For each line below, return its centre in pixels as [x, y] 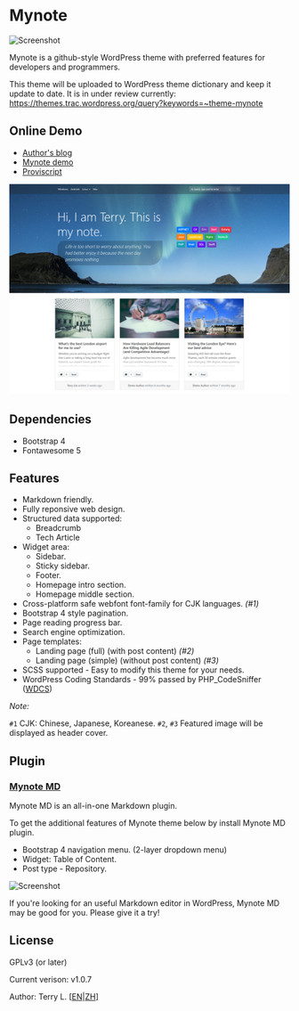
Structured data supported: [72, 518]
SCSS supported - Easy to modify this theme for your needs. [133, 670]
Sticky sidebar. [63, 566]
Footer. [48, 575]
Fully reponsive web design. [73, 510]
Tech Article [57, 538]
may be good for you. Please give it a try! [85, 913]
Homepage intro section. [81, 585]
